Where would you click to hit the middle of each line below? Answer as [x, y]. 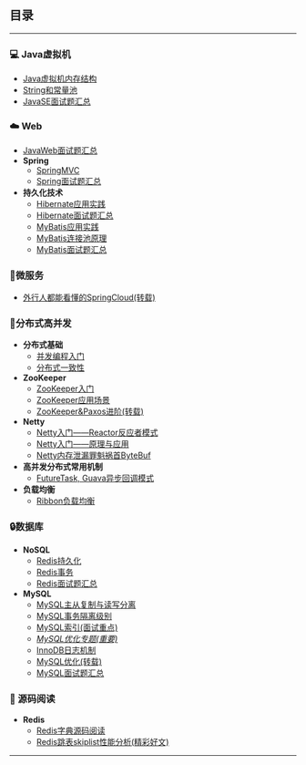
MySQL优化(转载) [69, 662]
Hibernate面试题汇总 [75, 215]
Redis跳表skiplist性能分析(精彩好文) [102, 741]
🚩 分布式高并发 [41, 323]
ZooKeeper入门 [65, 388]
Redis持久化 [59, 561]
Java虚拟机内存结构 [60, 78]
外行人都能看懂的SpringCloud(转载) [89, 297]
